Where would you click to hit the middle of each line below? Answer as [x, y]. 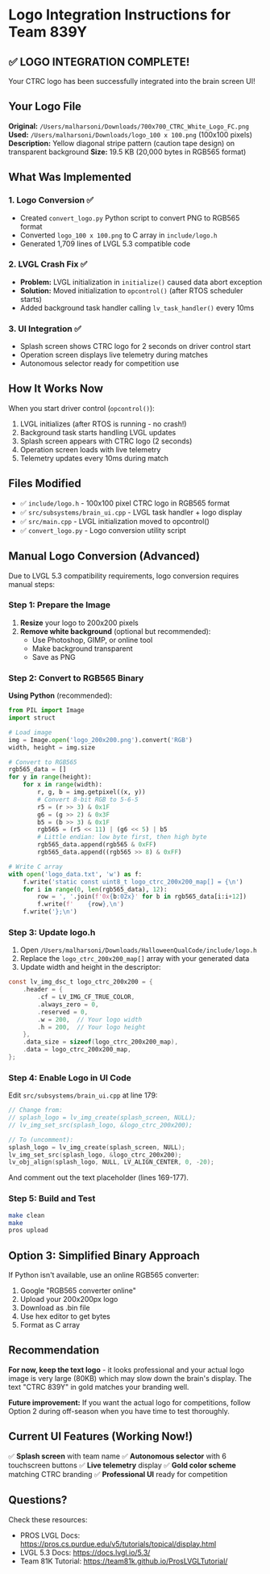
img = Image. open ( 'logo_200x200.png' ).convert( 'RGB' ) [101, 740]
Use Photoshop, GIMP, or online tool [92, 640]
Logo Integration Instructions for [120, 15]
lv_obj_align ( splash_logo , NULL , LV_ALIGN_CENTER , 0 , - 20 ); [112, 1162]
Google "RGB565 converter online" [78, 1291]
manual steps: [31, 584]
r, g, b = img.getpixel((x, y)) [92, 792]
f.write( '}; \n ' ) [50, 912]
